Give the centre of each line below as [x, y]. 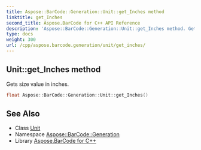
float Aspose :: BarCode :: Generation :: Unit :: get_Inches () [77, 95]
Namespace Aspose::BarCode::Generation [67, 134]
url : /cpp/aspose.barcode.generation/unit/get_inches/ [76, 46]
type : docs [20, 34]
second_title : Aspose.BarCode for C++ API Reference [73, 23]
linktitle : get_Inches [34, 17]
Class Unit [28, 128]
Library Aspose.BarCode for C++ [56, 141]
